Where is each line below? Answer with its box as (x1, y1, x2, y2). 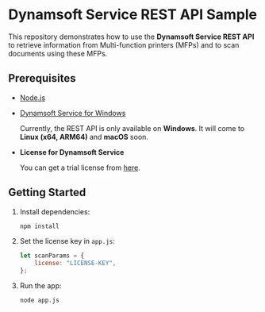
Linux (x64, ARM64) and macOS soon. (19, 132, 149, 141)
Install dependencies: (19, 206, 90, 216)
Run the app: (19, 281, 62, 291)
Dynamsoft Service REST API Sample (8, 6, 258, 24)
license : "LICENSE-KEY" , (34, 260, 117, 268)
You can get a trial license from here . (19, 163, 140, 172)
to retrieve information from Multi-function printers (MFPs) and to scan (8, 40, 240, 49)
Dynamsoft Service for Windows (19, 108, 126, 117)
